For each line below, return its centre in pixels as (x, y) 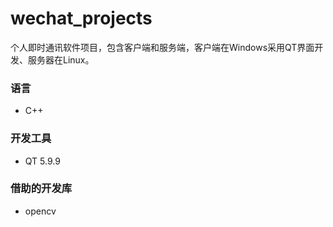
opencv (40, 211)
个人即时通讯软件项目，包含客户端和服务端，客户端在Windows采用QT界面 (162, 47)
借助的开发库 (41, 189)
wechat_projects (81, 18)
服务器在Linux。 (61, 59)
